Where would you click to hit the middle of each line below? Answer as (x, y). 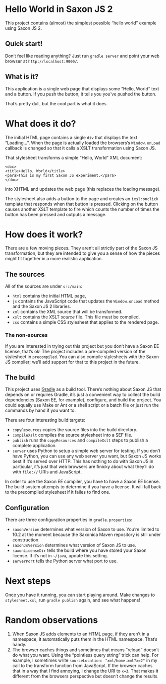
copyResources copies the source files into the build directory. (75, 430)
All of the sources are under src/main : (44, 286)
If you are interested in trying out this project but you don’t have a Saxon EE (82, 346)
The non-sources (27, 335)
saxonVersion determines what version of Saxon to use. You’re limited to (86, 530)
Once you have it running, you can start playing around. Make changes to (80, 595)
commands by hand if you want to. (40, 410)
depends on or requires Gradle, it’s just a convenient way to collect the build (83, 395)
